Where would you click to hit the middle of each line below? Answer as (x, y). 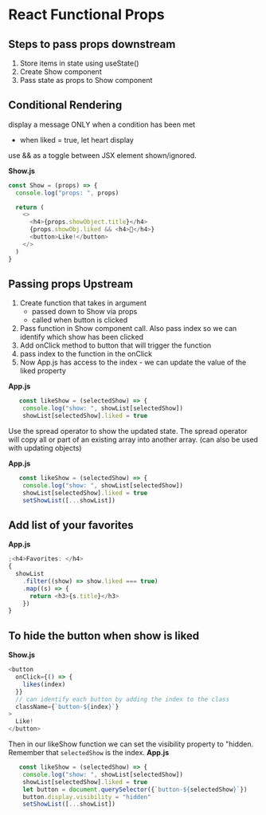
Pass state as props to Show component (86, 80)
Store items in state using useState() (79, 63)
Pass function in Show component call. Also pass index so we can (128, 329)
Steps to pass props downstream (92, 44)
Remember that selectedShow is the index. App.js (89, 752)
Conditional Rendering (65, 105)
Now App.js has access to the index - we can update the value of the (133, 362)
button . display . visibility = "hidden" (87, 797)
